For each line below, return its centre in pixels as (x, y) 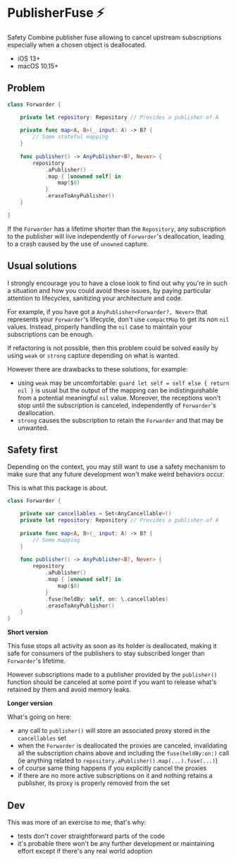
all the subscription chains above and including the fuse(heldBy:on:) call (123, 753)
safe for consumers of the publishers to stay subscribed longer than (106, 654)
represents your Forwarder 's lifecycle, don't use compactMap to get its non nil (118, 319)
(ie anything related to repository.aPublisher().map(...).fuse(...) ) (118, 761)
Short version (28, 633)
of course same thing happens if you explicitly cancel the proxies (112, 768)
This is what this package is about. (57, 488)
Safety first (33, 449)
